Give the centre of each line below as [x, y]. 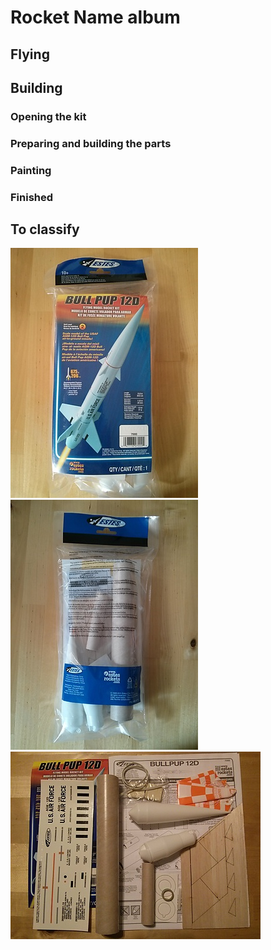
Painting [31, 170]
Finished [32, 197]
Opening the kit [48, 116]
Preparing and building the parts [91, 143]
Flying [30, 54]
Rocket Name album [95, 17]
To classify [45, 229]
